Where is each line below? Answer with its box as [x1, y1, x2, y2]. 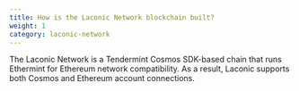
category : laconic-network [9, 29, 110, 38]
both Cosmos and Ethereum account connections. [9, 73, 195, 84]
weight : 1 [9, 21, 47, 30]
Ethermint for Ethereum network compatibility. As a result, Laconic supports [9, 63, 290, 74]
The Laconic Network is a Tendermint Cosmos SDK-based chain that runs [9, 54, 283, 65]
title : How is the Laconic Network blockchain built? [9, 12, 215, 22]
